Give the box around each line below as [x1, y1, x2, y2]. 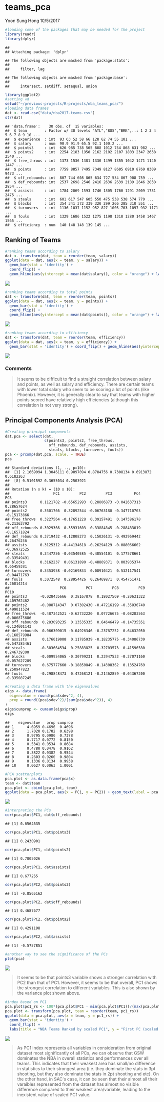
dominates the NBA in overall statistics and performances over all [17, 1055, 149, 1061]
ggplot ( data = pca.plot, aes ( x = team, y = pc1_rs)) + [5, 1013, 119, 1018]
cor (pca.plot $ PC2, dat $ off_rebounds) [5, 900, 82, 905]
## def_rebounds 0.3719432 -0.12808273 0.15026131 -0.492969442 [5, 534, 141, 539]
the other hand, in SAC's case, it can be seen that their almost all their [17, 1076, 158, 1082]
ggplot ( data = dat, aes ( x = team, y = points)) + [5, 298, 108, 304]
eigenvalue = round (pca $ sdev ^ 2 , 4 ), [9, 693, 84, 698]
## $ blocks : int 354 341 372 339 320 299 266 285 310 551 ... [5, 201, 154, 206]
